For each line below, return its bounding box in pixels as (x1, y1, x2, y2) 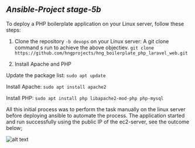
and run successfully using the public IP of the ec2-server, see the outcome (6, 118, 190, 125)
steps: (6, 26, 21, 33)
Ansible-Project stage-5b (6, 5, 101, 15)
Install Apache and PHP (14, 60, 71, 67)
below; (6, 124, 22, 131)
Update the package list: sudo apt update (6, 71, 106, 78)
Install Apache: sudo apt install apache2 (6, 83, 107, 90)
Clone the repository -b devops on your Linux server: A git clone (14, 37, 169, 44)
